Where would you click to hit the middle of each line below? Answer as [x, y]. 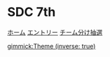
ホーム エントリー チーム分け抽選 [55, 32]
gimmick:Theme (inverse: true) [51, 46]
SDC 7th [32, 12]
